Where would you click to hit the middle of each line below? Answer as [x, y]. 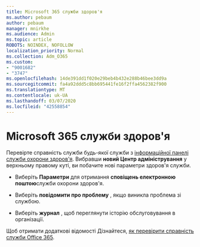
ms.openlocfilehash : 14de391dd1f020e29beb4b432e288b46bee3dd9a [87, 79]
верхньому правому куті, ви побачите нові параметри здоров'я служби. [99, 165]
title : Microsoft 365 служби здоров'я [54, 12]
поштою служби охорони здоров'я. [59, 183]
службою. [27, 201]
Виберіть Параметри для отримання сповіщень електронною [95, 177]
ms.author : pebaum [29, 17]
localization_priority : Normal [45, 51]
